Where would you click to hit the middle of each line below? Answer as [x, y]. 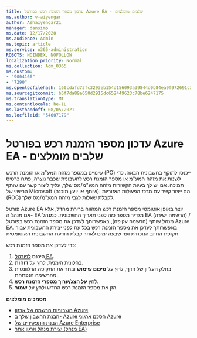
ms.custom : [19, 71]
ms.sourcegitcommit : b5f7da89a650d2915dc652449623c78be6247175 [85, 93]
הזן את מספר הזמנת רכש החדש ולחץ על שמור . [66, 288]
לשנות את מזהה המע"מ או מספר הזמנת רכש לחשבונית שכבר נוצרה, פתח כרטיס [94, 179]
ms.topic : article [28, 45]
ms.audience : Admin [30, 39]
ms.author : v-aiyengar [34, 17]
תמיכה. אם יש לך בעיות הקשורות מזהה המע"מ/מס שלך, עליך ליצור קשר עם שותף [95, 185]
